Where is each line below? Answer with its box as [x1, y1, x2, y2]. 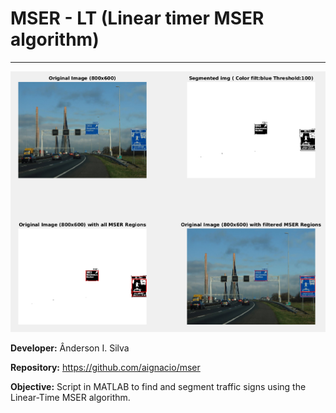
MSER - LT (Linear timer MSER [10, 7, 265, 30]
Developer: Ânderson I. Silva [10, 342, 130, 354]
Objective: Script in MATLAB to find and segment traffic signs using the [10, 380, 307, 392]
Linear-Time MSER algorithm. [10, 391, 131, 403]
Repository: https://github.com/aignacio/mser [10, 361, 201, 373]
